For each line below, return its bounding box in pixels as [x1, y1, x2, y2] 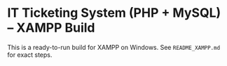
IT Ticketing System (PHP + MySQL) [7, 5, 221, 21]
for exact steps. [7, 51, 53, 59]
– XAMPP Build [7, 20, 95, 36]
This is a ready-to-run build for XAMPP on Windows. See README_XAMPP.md [7, 43, 221, 51]
